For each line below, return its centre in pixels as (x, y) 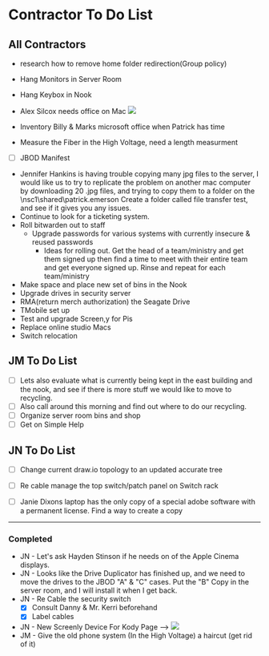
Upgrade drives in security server (75, 294)
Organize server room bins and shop (80, 415)
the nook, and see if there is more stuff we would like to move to (126, 389)
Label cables (53, 617)
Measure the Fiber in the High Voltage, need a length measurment (129, 142)
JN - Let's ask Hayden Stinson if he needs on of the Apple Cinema (129, 557)
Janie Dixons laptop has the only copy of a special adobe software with (138, 502)
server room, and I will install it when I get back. (98, 590)
